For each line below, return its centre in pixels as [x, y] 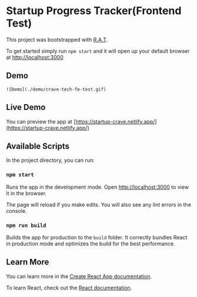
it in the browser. [26, 193]
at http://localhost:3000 [35, 57]
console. [17, 211]
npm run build [26, 225]
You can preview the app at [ [41, 121]
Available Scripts [38, 146]
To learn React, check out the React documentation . [69, 288]
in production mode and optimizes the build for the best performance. [91, 243]
